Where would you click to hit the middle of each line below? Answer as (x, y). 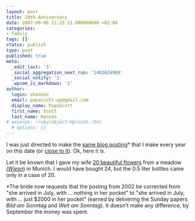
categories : (21, 28)
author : (16, 89)
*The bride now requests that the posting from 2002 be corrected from (93, 187)
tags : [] (17, 39)
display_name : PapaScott (42, 105)
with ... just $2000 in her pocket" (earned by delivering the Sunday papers (97, 199)
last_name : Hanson (34, 116)
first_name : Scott (34, 111)
